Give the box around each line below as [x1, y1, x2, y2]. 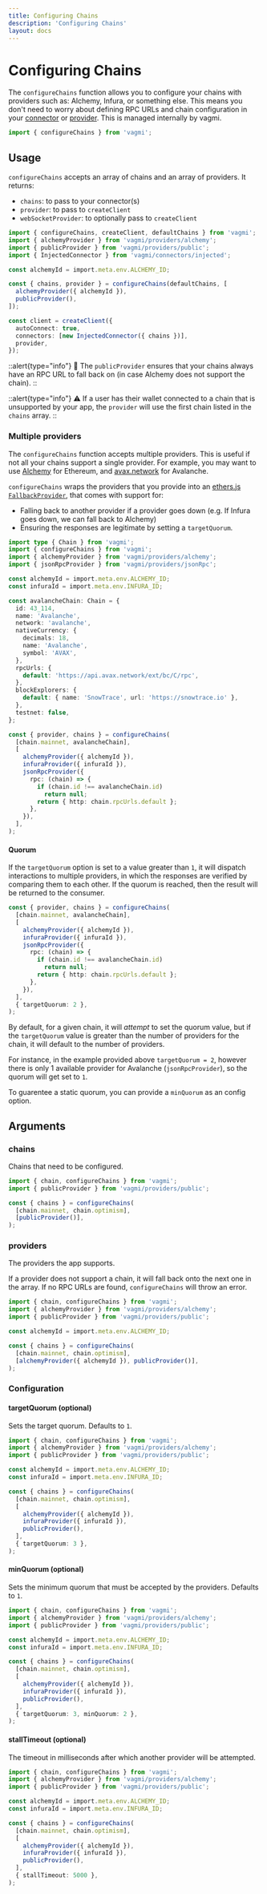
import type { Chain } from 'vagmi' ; [8, 538, 135, 546]
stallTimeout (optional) [8, 1734, 87, 1744]
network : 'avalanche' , [15, 619, 91, 628]
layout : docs [8, 26, 52, 34]
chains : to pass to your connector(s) [19, 196, 140, 205]
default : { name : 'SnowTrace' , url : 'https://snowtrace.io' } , [22, 694, 239, 702]
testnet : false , [15, 709, 70, 717]
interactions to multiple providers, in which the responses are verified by [8, 871, 248, 881]
